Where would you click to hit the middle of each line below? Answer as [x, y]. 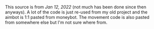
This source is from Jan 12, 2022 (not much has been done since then [76, 7]
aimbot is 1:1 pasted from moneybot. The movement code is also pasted [77, 17]
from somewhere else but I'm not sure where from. [56, 22]
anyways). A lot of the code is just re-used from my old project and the [76, 12]
